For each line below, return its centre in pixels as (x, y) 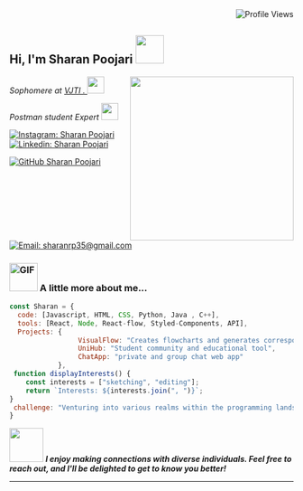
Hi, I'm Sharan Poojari (71, 59)
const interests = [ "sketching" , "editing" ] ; (113, 382)
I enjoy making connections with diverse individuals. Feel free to (168, 459)
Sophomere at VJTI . (47, 90)
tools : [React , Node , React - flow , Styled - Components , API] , (133, 323)
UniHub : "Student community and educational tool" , (177, 349)
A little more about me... (93, 288)
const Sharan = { (42, 307)
